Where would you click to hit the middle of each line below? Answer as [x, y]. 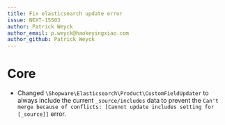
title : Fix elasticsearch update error [65, 14]
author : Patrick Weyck [40, 26]
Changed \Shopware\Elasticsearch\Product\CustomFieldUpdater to [113, 93]
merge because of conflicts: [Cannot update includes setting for [116, 107]
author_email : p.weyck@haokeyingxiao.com [68, 33]
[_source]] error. [41, 114]
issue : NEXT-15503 [34, 20]
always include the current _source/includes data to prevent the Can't [118, 101]
